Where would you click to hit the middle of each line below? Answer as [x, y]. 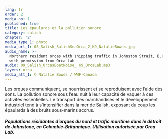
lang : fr [14, 10]
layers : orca [19, 70]
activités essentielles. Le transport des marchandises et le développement [82, 99]
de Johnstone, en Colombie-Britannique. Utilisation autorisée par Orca [80, 127]
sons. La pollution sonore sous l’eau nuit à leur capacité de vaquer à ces [79, 94]
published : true [22, 24]
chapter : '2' [19, 38]
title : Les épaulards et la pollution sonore [53, 28]
